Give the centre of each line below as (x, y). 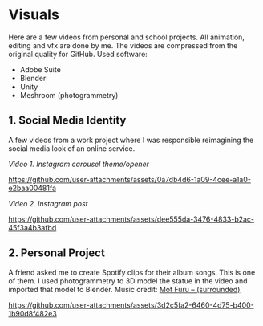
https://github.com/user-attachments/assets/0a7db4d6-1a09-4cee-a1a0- (129, 179)
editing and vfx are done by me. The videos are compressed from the (123, 45)
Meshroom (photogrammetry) (69, 95)
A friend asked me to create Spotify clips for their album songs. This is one (132, 272)
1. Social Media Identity (67, 121)
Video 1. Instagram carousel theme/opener (79, 164)
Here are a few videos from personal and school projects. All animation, (126, 37)
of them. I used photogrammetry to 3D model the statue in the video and (128, 281)
